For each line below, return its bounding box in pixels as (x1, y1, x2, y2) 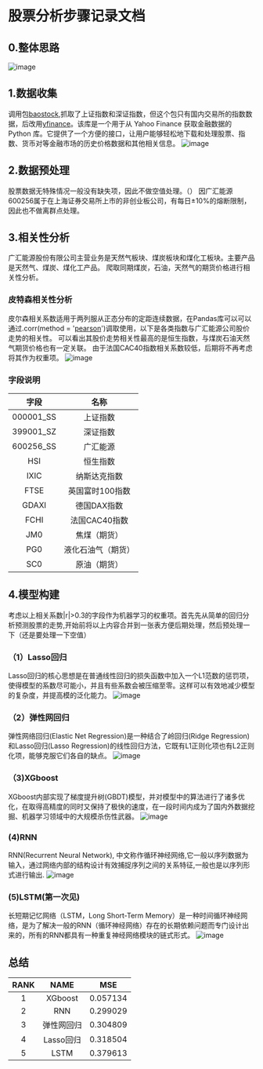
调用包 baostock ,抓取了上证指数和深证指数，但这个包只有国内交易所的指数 (8, 109, 246, 119)
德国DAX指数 (75, 500, 124, 511)
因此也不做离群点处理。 (8, 206, 84, 215)
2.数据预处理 (8, 164, 70, 177)
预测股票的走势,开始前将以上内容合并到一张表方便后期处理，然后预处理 (14, 620, 244, 629)
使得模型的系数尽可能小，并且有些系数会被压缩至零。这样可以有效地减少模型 (8, 680, 255, 691)
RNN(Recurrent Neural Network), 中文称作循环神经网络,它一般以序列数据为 (8, 851, 249, 860)
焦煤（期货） (75, 530, 124, 541)
